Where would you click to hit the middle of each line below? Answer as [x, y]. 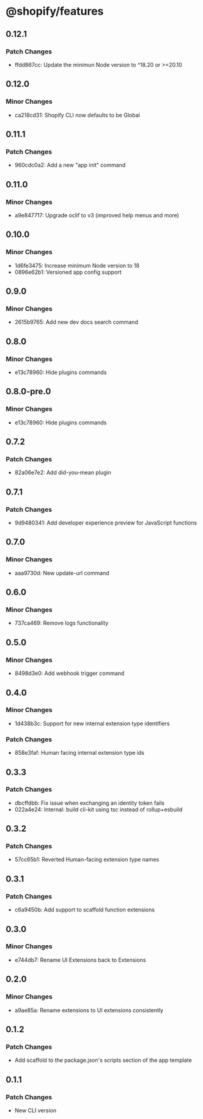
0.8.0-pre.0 [28, 392]
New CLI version [35, 1110]
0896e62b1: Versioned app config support [68, 272]
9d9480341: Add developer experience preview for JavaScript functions [105, 523]
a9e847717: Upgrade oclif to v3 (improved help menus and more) [97, 215]
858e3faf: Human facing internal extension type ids [79, 753]
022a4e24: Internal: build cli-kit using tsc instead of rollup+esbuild [98, 809]
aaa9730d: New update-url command [62, 573]
